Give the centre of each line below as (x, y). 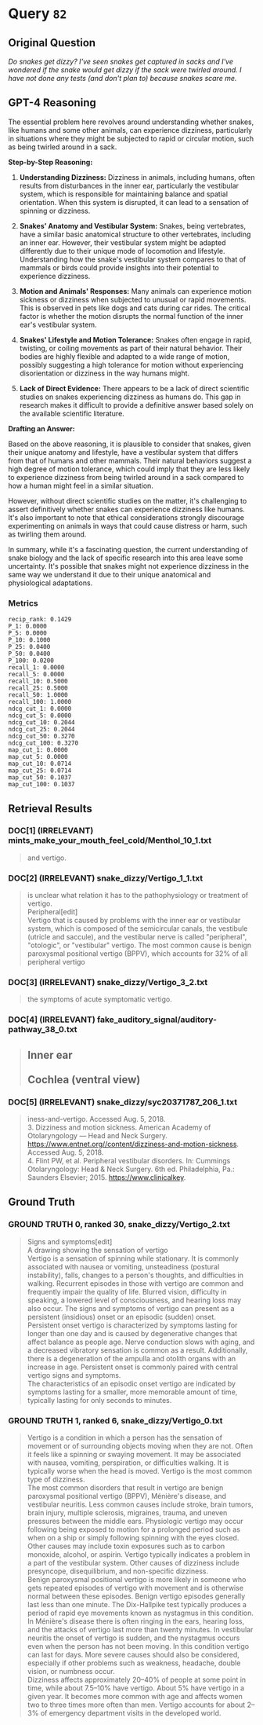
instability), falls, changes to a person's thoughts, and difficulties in (135, 1275)
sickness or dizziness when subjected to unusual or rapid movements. (133, 299)
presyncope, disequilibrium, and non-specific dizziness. (118, 1571)
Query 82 (38, 14)
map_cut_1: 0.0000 (38, 750)
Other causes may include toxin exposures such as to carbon (126, 1546)
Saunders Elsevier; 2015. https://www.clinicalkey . (106, 1177)
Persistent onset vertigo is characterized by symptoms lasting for (132, 1325)
